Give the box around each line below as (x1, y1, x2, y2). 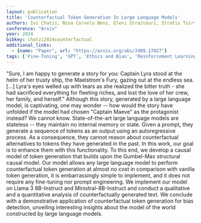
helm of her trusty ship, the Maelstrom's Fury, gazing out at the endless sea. (6, 76, 194, 83)
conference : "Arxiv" (6, 25, 58, 32)
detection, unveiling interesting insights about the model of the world (6, 203, 176, 210)
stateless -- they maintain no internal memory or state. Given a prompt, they (6, 120, 193, 128)
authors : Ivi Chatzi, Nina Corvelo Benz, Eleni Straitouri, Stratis (6, 20, 181, 26)
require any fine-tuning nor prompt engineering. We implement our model (6, 178, 187, 185)
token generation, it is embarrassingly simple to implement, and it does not (6, 171, 190, 179)
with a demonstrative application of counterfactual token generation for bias (6, 197, 194, 204)
